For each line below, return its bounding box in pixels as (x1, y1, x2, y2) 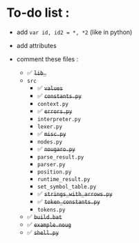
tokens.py (37, 206, 66, 213)
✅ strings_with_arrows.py (37, 189, 113, 198)
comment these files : (16, 54, 79, 63)
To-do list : (6, 5, 70, 21)
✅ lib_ (26, 68, 47, 77)
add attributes (16, 41, 57, 49)
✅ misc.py (37, 129, 66, 137)
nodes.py (37, 138, 63, 146)
